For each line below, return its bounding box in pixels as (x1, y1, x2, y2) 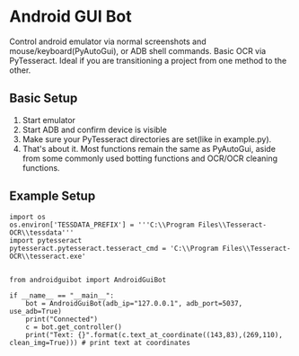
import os (9, 212, 47, 221)
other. (9, 65, 31, 76)
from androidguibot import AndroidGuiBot (9, 275, 167, 284)
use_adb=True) (9, 307, 63, 316)
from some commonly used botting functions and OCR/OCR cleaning (22, 153, 278, 164)
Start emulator (22, 114, 76, 125)
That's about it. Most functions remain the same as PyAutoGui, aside (22, 143, 277, 154)
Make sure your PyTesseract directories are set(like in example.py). (22, 133, 272, 145)
